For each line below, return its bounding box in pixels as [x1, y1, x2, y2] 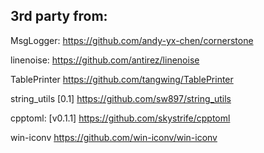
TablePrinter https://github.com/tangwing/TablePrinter [10, 73, 234, 85]
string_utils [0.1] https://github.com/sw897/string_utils [10, 92, 232, 104]
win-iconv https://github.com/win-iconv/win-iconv [10, 131, 218, 143]
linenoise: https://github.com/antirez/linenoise [10, 54, 200, 66]
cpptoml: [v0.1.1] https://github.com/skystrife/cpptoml [10, 112, 231, 124]
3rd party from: [10, 8, 108, 25]
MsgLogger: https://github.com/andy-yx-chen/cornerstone [10, 34, 254, 46]
